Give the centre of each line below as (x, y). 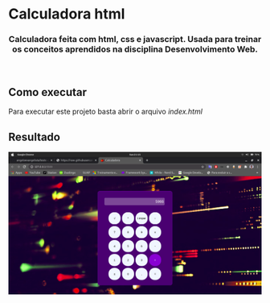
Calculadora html (67, 14)
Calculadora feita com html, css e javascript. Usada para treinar (135, 39)
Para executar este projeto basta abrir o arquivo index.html (106, 112)
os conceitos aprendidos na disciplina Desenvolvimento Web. (135, 49)
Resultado (34, 137)
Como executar (47, 92)
